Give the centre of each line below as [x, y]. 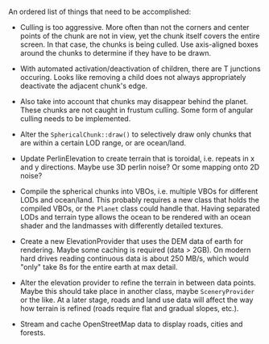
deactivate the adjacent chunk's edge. [83, 86]
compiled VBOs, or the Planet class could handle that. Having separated [140, 208]
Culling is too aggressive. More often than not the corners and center [134, 27]
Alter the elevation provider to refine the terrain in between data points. [138, 283]
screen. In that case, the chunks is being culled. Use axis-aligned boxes [139, 44]
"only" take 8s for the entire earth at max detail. [99, 267]
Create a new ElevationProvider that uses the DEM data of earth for [132, 241]
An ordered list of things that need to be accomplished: [100, 12]
